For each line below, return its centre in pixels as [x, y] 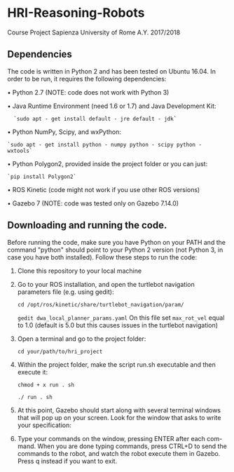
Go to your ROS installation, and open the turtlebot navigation [106, 284]
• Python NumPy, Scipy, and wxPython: [64, 132]
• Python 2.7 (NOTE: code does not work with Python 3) [88, 92]
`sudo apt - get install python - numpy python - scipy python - [104, 144]
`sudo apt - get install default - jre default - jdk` [95, 119]
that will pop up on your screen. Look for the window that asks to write [119, 417]
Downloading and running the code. [87, 225]
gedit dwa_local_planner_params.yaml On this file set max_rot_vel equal [121, 318]
